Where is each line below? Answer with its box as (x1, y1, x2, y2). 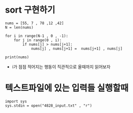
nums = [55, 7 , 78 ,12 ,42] (5, 20, 64, 26)
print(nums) (5, 54, 29, 60)
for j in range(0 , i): (14, 37, 62, 43)
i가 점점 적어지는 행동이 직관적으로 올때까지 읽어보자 (12, 64, 111, 69)
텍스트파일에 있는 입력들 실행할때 (5, 83, 129, 94)
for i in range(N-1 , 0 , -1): (5, 33, 68, 38)
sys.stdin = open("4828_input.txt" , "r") (5, 103, 92, 108)
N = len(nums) (5, 25, 34, 30)
